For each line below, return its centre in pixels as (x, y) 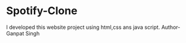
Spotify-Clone (42, 11)
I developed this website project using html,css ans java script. (83, 27)
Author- (171, 27)
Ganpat (15, 33)
